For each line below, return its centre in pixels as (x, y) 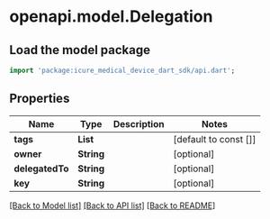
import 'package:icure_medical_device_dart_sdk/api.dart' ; (122, 70)
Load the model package (80, 50)
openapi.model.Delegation (111, 17)
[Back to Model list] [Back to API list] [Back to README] (112, 205)
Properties (40, 99)
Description (139, 123)
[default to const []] (215, 139)
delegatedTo (41, 169)
